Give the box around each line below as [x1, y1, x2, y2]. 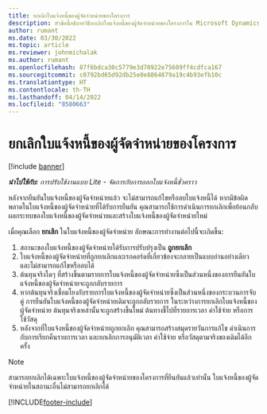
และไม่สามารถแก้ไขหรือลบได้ [19, 260, 95, 271]
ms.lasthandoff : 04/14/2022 [8, 93, 102, 101]
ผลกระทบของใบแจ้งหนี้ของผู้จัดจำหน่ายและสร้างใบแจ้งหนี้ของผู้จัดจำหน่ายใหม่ [8, 211, 208, 221]
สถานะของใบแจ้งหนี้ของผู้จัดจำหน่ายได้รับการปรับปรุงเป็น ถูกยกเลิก [19, 243, 192, 252]
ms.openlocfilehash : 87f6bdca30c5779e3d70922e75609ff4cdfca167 [8, 64, 222, 72]
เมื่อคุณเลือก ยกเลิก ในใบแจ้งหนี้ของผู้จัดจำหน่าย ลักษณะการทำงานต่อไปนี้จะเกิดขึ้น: [8, 227, 224, 236]
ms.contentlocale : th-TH [8, 85, 91, 94]
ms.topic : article [8, 41, 69, 49]
